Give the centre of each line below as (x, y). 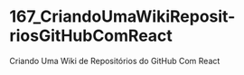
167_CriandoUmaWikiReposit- (122, 17)
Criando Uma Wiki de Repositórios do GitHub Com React (115, 61)
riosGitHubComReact (91, 36)
